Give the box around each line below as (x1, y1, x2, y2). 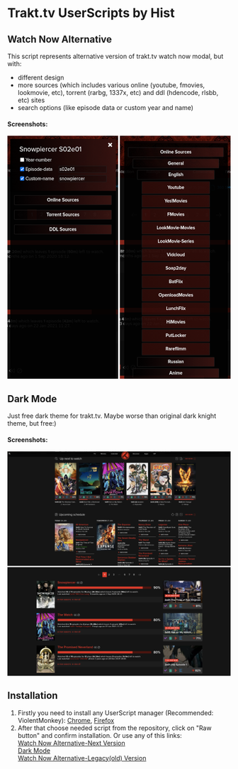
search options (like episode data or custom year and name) (17, 104, 193, 111)
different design (17, 73, 64, 82)
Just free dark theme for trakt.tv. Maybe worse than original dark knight (7, 411, 217, 420)
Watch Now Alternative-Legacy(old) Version (17, 753, 147, 762)
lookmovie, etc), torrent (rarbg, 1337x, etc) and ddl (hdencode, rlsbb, (17, 89, 219, 96)
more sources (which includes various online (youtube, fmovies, (17, 81, 205, 89)
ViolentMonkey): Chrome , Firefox (17, 716, 115, 724)
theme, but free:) (7, 419, 57, 428)
